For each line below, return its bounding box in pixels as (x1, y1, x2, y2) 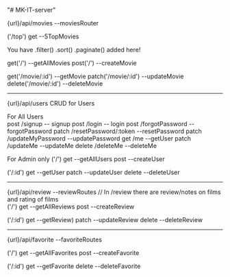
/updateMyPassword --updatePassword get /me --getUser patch (7, 134, 192, 143)
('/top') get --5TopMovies (7, 32, 79, 40)
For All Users (7, 112, 44, 121)
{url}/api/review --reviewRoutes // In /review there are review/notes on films (7, 188, 221, 196)
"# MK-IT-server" (7, 6, 56, 14)
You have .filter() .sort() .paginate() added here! (7, 46, 141, 53)
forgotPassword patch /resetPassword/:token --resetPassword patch (7, 127, 202, 135)
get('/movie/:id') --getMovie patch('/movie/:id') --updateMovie (7, 72, 184, 80)
